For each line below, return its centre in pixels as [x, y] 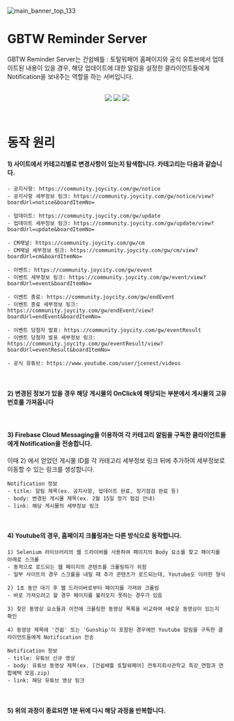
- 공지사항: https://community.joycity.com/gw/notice [84, 189]
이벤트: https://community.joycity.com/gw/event [83, 270]
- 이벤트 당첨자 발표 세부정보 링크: [52, 338]
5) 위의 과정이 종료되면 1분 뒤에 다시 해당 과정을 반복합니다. [86, 710]
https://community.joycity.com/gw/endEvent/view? [81, 311]
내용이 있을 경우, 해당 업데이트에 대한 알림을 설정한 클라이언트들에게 [118, 68]
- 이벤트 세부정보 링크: [37, 278]
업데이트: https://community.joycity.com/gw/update [87, 216]
